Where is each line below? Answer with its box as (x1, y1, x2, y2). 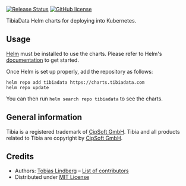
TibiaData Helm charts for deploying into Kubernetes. (6, 17, 137, 24)
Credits (6, 152, 34, 162)
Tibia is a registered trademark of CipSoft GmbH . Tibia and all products (6, 128, 180, 135)
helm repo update (6, 84, 49, 90)
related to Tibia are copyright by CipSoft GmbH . (6, 134, 123, 141)
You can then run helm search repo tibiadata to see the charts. (6, 95, 163, 102)
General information (6, 112, 82, 122)
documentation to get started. (6, 56, 79, 64)
